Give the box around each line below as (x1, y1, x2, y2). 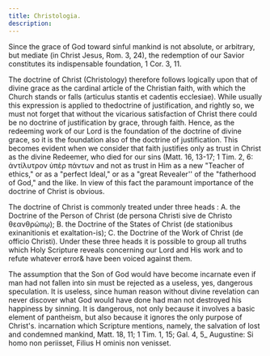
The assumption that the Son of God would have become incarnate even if (8, 269, 256, 279)
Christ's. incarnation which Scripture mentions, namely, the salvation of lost (8, 320, 260, 330)
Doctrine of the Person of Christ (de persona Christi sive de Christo (8, 210, 233, 220)
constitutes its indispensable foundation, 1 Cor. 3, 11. (8, 58, 182, 69)
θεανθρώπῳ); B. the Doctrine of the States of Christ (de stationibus (8, 219, 234, 229)
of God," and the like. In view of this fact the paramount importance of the (8, 177, 255, 187)
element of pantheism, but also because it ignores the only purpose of (8, 312, 243, 322)
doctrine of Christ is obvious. (8, 186, 105, 196)
